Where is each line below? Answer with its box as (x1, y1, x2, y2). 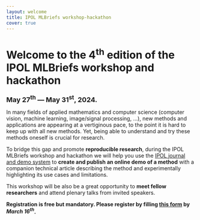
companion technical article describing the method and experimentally (6, 164, 181, 171)
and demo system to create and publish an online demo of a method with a (6, 158, 194, 165)
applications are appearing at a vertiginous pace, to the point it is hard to (6, 121, 186, 128)
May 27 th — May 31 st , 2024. (6, 94, 98, 104)
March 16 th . (6, 207, 36, 215)
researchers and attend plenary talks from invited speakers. (6, 189, 156, 196)
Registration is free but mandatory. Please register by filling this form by (6, 200, 190, 207)
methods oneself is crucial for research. (6, 134, 105, 141)
